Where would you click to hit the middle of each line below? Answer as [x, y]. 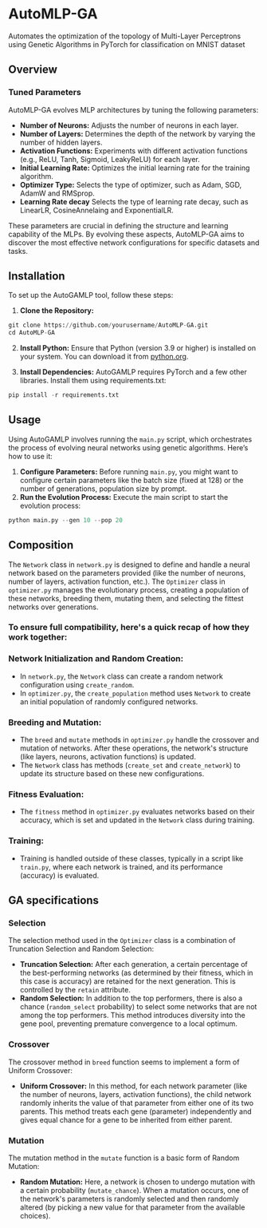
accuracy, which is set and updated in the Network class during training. [137, 820]
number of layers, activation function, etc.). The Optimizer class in [117, 581]
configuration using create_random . [77, 684]
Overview [33, 70]
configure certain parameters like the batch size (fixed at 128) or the [132, 480]
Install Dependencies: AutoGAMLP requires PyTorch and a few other [133, 372]
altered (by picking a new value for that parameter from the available [132, 1207]
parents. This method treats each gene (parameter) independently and [136, 1111]
